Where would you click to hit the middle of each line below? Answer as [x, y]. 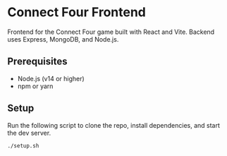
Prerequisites [37, 62]
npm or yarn [35, 86]
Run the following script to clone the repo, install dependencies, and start [114, 125]
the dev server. [29, 133]
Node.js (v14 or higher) [51, 78]
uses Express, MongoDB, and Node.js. [63, 39]
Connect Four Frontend [77, 12]
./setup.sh [23, 145]
